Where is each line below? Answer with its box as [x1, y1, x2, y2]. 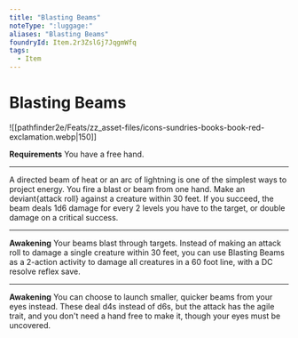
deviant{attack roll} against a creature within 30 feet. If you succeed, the [9, 193, 274, 204]
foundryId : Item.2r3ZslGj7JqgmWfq [9, 37, 137, 47]
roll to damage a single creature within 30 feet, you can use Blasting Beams [9, 246, 286, 258]
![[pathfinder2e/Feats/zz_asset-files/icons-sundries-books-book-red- [9, 122, 265, 133]
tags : [9, 46, 29, 55]
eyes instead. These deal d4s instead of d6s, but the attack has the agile [9, 301, 275, 311]
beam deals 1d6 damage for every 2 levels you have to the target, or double [9, 202, 286, 213]
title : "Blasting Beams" [9, 12, 101, 22]
